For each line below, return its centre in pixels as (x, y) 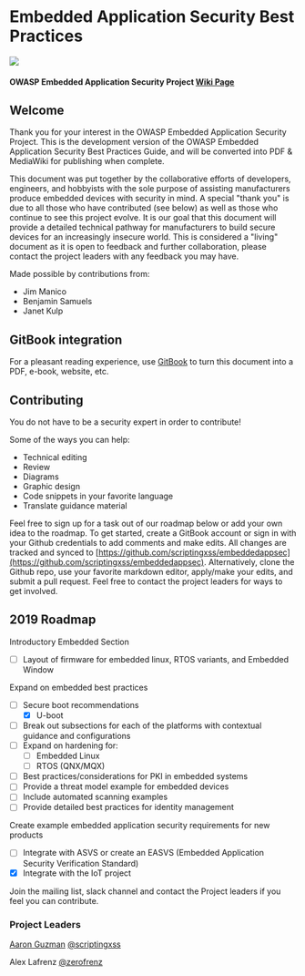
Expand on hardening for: (70, 745)
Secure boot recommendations (81, 704)
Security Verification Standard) (81, 863)
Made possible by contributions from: (80, 274)
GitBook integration (66, 339)
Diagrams (41, 477)
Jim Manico (44, 292)
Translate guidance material (75, 505)
